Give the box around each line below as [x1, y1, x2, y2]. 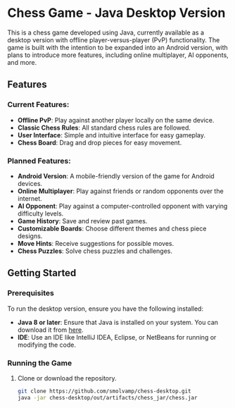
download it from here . [17, 326, 84, 334]
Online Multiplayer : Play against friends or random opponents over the [17, 187, 224, 195]
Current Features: [7, 100, 70, 110]
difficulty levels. [17, 209, 64, 218]
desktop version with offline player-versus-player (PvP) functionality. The [7, 35, 220, 44]
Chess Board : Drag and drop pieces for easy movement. [17, 138, 182, 147]
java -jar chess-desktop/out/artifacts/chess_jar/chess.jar [17, 394, 198, 401]
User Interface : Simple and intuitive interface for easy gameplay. [17, 130, 206, 139]
